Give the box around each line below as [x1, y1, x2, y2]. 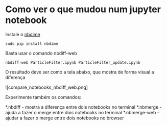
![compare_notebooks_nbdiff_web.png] [5, 84, 88, 90]
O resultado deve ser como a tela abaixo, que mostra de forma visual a [5, 69, 154, 75]
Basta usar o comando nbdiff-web [5, 50, 78, 56]
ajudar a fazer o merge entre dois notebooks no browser [5, 115, 124, 121]
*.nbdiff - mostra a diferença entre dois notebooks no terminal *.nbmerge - [5, 104, 162, 110]
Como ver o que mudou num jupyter [5, 4, 161, 15]
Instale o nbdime [5, 31, 40, 37]
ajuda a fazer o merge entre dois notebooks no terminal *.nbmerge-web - [5, 109, 160, 115]
